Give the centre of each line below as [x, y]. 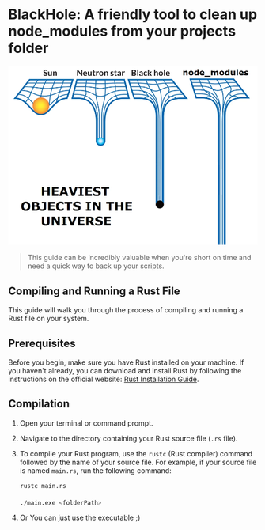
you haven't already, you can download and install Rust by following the [125, 371]
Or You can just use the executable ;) [80, 518]
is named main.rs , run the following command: [95, 470]
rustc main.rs [43, 486]
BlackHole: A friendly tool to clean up [133, 15]
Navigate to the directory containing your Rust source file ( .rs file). [129, 438]
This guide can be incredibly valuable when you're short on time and [139, 258]
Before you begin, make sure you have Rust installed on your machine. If [126, 362]
